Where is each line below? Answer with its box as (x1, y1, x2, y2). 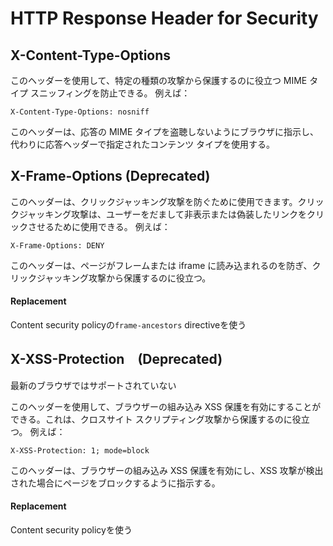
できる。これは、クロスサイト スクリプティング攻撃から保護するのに (10, 413, 293, 425)
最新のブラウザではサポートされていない (10, 379, 177, 391)
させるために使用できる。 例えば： (27, 220, 171, 232)
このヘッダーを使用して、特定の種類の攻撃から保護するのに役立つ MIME (10, 75, 308, 86)
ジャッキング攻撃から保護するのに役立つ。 (36, 272, 212, 284)
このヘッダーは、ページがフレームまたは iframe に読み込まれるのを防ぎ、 (10, 259, 313, 271)
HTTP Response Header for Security (10, 7, 319, 30)
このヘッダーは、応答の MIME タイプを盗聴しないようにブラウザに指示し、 (10, 126, 320, 137)
